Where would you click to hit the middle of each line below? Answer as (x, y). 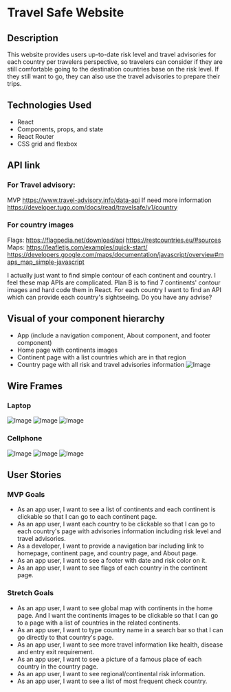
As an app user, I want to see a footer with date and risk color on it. (112, 561)
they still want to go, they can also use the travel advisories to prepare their (114, 76)
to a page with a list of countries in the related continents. (99, 623)
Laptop (19, 405)
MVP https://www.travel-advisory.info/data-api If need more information (109, 200)
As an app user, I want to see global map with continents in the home (115, 608)
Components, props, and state (60, 129)
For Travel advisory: (41, 185)
